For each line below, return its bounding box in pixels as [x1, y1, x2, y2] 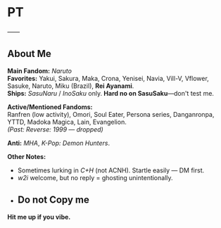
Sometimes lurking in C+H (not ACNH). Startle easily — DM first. [17, 166, 205, 175]
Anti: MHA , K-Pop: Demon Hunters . [7, 139, 110, 147]
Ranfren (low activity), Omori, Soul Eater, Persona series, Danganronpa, [7, 110, 215, 118]
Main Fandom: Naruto [7, 66, 72, 75]
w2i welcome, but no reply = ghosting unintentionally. [17, 173, 174, 182]
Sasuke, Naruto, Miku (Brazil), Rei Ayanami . [7, 82, 134, 90]
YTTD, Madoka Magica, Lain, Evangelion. [7, 118, 127, 126]
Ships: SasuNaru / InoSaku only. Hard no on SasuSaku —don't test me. [7, 89, 215, 97]
